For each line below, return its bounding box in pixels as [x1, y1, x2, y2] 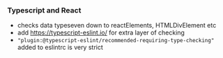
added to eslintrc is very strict [17, 43, 103, 52]
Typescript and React [7, 6, 82, 15]
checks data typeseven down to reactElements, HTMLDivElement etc [17, 21, 217, 30]
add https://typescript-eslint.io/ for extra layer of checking [17, 28, 185, 37]
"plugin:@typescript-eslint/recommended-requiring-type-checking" [17, 37, 215, 44]
